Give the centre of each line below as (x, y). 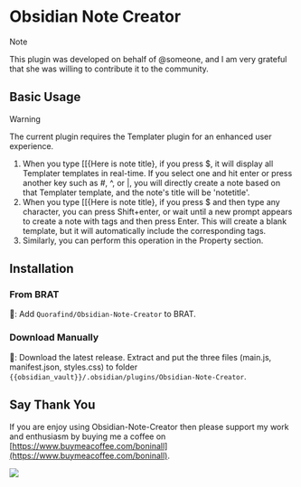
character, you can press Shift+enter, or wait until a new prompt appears (157, 211)
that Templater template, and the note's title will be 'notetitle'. (136, 192)
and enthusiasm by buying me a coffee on (88, 436)
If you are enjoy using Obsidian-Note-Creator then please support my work (149, 426)
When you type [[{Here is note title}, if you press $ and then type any (151, 201)
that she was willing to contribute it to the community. (109, 69)
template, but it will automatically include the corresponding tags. (144, 230)
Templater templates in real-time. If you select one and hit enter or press (157, 173)
